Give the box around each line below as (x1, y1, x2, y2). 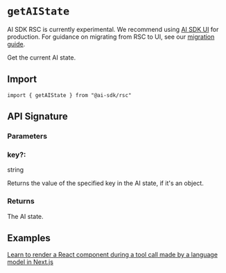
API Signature (7, 111, 68, 123)
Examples (7, 232, 51, 244)
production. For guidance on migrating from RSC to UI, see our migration (7, 33, 215, 41)
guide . (7, 39, 26, 48)
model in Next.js (7, 258, 54, 266)
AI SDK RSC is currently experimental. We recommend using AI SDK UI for (7, 25, 219, 33)
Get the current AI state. (7, 53, 76, 62)
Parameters (7, 132, 47, 141)
